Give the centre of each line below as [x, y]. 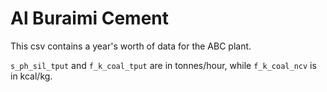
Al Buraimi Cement [90, 18]
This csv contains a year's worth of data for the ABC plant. [131, 46]
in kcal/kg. [31, 76]
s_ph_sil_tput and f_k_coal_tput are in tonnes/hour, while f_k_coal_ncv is [163, 65]
